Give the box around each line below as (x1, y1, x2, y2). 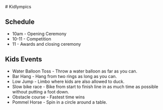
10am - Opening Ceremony (12, 31, 67, 37)
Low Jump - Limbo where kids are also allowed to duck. (12, 78, 125, 84)
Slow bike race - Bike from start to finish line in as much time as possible (12, 84, 159, 90)
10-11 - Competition (12, 36, 51, 42)
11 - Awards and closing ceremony (12, 41, 81, 47)
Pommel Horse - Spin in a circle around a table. (12, 99, 107, 105)
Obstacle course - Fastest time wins (12, 94, 85, 100)
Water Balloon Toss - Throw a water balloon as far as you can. (12, 68, 138, 74)
